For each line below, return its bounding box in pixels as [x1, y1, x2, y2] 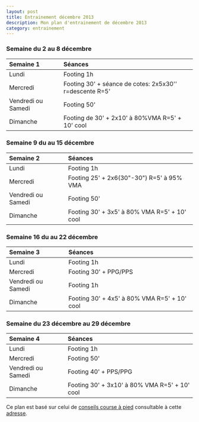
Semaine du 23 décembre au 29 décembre [6, 320, 131, 328]
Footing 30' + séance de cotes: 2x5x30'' [63, 79, 178, 88]
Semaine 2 [9, 154, 40, 162]
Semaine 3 [9, 248, 40, 256]
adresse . [6, 410, 28, 417]
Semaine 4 [9, 335, 40, 343]
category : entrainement [6, 25, 65, 31]
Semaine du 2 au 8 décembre [6, 45, 92, 53]
